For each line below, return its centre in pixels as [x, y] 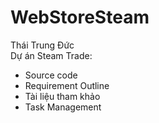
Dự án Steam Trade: [51, 55]
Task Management [63, 107]
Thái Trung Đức [42, 45]
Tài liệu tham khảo [62, 96]
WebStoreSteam [80, 17]
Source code [51, 75]
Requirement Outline [67, 85]
